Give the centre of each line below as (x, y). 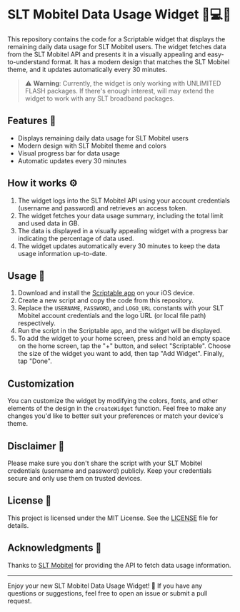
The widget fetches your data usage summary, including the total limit (120, 215)
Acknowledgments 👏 (55, 548)
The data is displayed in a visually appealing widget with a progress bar (123, 230)
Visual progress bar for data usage (69, 153)
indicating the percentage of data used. (76, 238)
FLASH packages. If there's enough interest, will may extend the (119, 91)
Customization (41, 383)
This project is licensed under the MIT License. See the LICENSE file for (113, 518)
